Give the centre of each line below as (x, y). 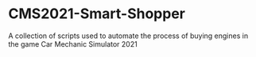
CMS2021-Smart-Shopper (97, 14)
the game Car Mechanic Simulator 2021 (73, 44)
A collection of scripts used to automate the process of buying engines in (128, 36)
